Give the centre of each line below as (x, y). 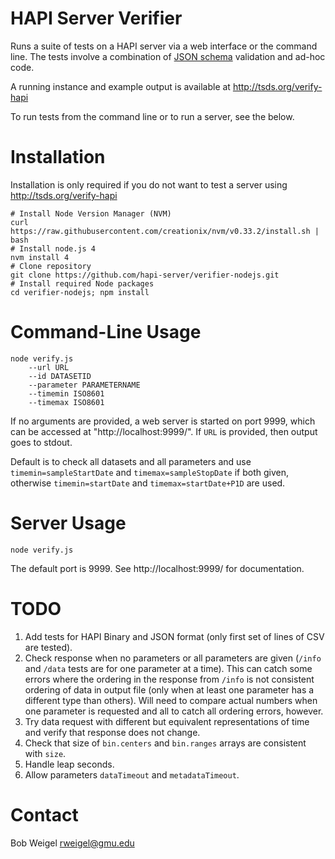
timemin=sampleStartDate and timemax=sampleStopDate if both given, (149, 472)
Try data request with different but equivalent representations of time (167, 721)
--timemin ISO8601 (66, 393)
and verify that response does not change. (112, 732)
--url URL (49, 367)
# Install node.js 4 (53, 248)
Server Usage (68, 523)
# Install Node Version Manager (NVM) (91, 213)
